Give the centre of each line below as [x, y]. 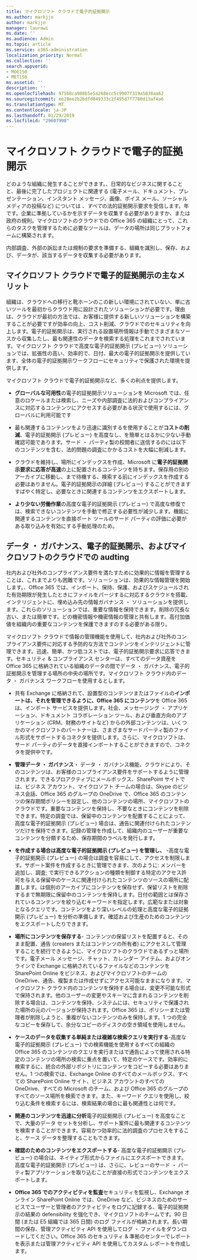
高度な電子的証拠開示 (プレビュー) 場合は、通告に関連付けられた [92, 823]
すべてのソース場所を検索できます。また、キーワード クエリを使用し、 [99, 1096]
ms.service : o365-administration [47, 50]
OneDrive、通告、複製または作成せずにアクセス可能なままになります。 [100, 980]
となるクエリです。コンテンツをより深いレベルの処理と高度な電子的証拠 [101, 909]
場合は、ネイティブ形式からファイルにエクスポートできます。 [112, 1157]
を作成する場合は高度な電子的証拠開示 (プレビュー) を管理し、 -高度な [99, 850]
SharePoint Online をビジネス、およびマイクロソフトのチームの [91, 973]
